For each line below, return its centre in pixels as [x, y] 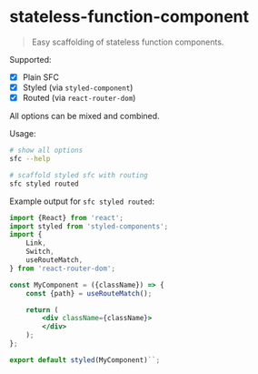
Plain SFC [41, 77]
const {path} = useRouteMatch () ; [89, 293]
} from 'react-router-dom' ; [63, 268]
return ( [42, 310]
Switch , [40, 252]
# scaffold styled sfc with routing [79, 175]
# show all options [46, 151]
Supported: [30, 59]
